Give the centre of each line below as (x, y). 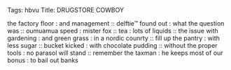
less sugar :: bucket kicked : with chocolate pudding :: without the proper (113, 45)
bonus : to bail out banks (43, 60)
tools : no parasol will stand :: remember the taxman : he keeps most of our (115, 53)
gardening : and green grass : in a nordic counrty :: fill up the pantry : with (114, 38)
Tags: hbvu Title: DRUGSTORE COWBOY (66, 10)
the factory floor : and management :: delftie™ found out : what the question (116, 23)
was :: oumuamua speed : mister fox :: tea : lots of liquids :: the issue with (113, 31)
